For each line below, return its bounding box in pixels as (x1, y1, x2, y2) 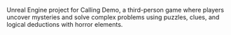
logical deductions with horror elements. (6, 21, 123, 28)
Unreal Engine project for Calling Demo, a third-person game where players (6, 6, 225, 14)
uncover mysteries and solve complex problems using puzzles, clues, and (6, 13, 220, 21)
